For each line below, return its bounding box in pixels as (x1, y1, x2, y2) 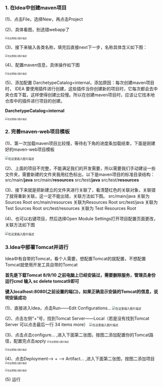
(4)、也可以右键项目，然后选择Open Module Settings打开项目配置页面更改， (5, 216, 158, 222)
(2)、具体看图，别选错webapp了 (5, 27, 70, 33)
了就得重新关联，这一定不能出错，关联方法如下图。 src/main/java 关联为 (5, 193, 150, 199)
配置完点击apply (13, 338, 46, 344)
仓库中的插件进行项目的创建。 (5, 98, 65, 104)
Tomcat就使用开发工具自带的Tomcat (5, 262, 78, 267)
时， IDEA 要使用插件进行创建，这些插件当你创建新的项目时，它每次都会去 (5, 86, 154, 92)
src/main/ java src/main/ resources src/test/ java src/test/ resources (5, 177, 140, 183)
